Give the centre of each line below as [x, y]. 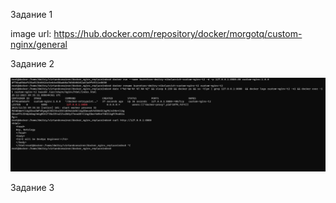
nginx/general [39, 44]
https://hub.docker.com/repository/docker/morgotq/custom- [178, 33]
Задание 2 [32, 63]
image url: [31, 33]
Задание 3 [32, 187]
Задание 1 [31, 14]
